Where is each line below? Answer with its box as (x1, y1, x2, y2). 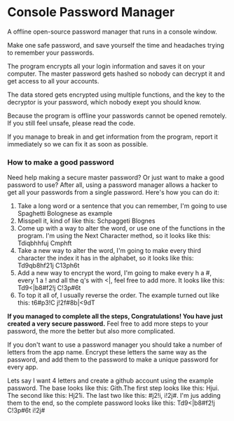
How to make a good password (7, 157, 114, 167)
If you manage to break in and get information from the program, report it (7, 132, 219, 141)
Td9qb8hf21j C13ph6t (17, 261, 80, 270)
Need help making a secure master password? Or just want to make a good (7, 173, 225, 182)
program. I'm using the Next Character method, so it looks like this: (17, 232, 211, 240)
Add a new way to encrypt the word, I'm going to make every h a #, (17, 269, 212, 277)
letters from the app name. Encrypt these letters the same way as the (7, 348, 207, 357)
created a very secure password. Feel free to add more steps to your (7, 319, 209, 328)
